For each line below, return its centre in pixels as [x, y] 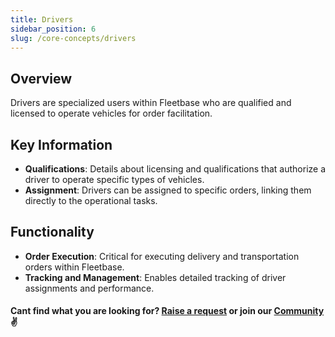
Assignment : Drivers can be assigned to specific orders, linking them [168, 190]
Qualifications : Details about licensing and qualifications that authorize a [175, 169]
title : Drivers [42, 19]
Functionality [52, 232]
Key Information [61, 144]
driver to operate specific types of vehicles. [114, 179]
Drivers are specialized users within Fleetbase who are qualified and [151, 103]
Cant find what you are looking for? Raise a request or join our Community [167, 311]
